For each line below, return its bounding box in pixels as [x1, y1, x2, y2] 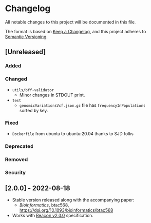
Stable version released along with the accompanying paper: [12, 197, 134, 203]
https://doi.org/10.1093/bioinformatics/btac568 [19, 207, 113, 213]
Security [5, 169, 26, 176]
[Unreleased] [5, 48, 46, 56]
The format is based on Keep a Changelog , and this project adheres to [5, 28, 146, 34]
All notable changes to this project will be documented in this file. [5, 19, 136, 25]
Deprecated [5, 142, 34, 149]
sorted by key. [19, 107, 48, 113]
